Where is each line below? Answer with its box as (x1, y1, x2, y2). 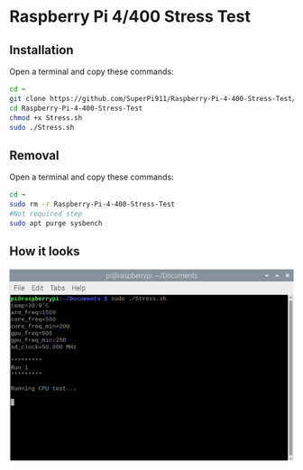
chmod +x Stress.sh (9, 113, 83, 123)
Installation (9, 42, 74, 58)
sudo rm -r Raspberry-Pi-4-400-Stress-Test (9, 200, 176, 209)
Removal (9, 147, 60, 163)
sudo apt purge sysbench (9, 218, 103, 227)
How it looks (9, 244, 80, 259)
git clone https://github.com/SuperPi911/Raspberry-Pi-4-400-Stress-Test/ (9, 94, 297, 103)
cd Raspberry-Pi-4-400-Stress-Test (9, 104, 143, 113)
